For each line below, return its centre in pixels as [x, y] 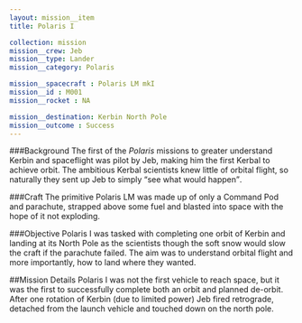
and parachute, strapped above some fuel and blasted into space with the [146, 207]
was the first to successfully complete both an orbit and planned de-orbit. [146, 290]
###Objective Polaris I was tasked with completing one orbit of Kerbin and [147, 234]
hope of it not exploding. [55, 217]
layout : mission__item [52, 18]
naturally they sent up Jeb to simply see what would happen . [126, 180]
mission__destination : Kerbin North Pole [88, 117]
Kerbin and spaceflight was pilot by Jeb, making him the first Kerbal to [140, 161]
